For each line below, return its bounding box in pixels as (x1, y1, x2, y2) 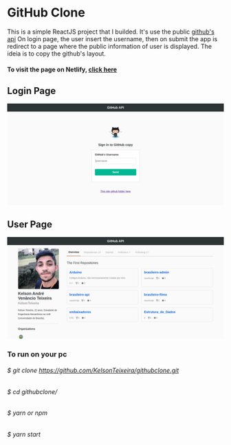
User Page (7, 218, 53, 230)
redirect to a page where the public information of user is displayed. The (7, 42, 212, 50)
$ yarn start (7, 431, 41, 438)
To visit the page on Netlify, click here (7, 65, 118, 73)
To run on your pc (7, 349, 67, 358)
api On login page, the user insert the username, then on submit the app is (7, 34, 218, 43)
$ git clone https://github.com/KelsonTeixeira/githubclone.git (7, 366, 179, 375)
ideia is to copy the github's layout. (7, 49, 107, 58)
